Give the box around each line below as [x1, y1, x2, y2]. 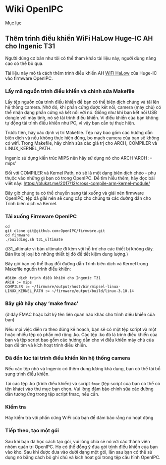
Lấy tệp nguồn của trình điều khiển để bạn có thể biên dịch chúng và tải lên [5, 99, 160, 105]
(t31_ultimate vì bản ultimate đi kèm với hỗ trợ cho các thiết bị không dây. [5, 246, 154, 252]
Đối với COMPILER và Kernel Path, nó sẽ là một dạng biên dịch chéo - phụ [5, 170, 156, 176]
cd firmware [5, 233, 30, 238]
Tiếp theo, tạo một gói [5, 427, 59, 434]
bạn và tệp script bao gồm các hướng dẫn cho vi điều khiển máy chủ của [5, 337, 154, 343]
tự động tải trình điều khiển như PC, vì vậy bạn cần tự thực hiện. [5, 120, 135, 126]
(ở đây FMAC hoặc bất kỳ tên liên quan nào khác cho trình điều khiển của [5, 311, 155, 317]
